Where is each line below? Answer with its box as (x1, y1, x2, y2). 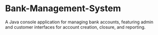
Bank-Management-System (5, 3, 121, 14)
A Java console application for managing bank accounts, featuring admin (5, 19, 154, 25)
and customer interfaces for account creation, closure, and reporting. (5, 24, 146, 30)
